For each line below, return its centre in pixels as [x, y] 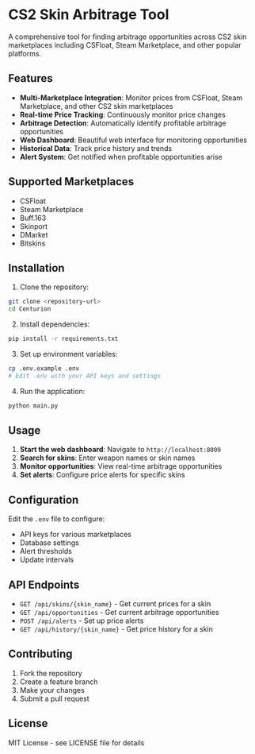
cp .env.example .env [44, 369]
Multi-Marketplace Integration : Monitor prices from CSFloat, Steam [131, 98]
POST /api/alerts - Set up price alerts [82, 621]
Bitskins [32, 243]
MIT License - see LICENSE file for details [76, 742]
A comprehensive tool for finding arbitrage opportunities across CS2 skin [127, 37]
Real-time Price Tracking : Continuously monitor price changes [122, 114]
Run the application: [52, 391]
